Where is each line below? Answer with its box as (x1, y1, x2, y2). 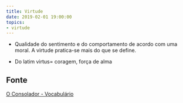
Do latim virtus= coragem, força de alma (14, 58, 113, 65)
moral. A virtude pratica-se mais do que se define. (14, 47, 137, 54)
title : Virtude (6, 8, 43, 15)
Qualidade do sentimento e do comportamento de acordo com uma (14, 41, 178, 48)
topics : (6, 19, 25, 25)
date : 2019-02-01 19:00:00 (6, 14, 72, 20)
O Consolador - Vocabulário (6, 91, 74, 98)
